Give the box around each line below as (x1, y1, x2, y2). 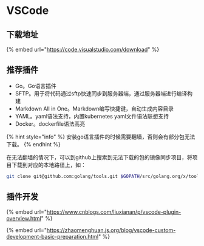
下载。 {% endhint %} (6, 140, 61, 148)
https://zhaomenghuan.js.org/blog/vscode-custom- (46, 226, 176, 234)
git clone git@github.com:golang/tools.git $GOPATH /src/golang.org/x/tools (6, 173, 202, 179)
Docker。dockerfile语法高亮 (15, 120, 86, 128)
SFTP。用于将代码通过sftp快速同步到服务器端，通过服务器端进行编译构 (15, 89, 193, 97)
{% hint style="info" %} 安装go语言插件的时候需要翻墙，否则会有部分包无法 (6, 133, 195, 140)
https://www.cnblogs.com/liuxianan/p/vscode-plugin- (46, 208, 182, 216)
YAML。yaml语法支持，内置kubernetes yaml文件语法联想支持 (15, 112, 169, 120)
